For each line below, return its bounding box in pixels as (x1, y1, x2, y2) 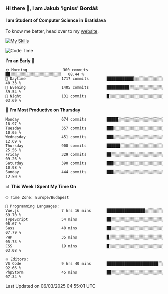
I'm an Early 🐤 (5, 57, 35, 64)
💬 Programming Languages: (5, 204, 59, 209)
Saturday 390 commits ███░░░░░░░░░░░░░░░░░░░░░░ (5, 161, 163, 166)
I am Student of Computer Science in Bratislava (5, 17, 106, 23)
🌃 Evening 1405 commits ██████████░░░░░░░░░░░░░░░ (5, 85, 163, 90)
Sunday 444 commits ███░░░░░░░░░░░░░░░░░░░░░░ (5, 170, 163, 175)
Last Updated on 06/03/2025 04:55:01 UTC (5, 283, 96, 289)
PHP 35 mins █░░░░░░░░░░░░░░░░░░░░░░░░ (5, 234, 163, 240)
